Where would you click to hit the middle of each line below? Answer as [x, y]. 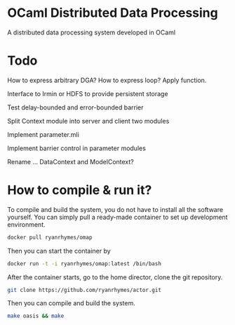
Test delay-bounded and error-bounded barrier [75, 107]
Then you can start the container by [59, 251]
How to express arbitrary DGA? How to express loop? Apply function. [107, 80]
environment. [26, 224]
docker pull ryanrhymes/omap [50, 237]
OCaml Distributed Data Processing [113, 13]
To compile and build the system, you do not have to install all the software [115, 209]
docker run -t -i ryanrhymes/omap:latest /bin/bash [84, 264]
